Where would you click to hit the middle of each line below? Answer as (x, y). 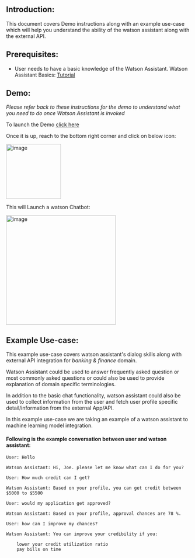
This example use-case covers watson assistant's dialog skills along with (94, 354)
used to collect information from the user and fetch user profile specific (92, 402)
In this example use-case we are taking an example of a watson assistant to (97, 420)
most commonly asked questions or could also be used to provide (85, 378)
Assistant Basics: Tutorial (45, 75)
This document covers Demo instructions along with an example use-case (95, 23)
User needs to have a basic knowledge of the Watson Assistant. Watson (101, 68)
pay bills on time (39, 550)
